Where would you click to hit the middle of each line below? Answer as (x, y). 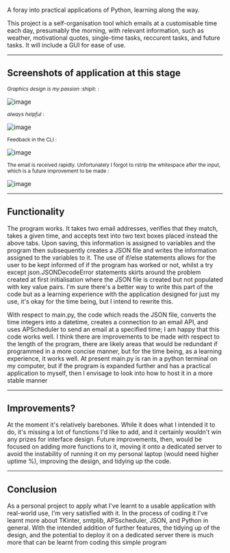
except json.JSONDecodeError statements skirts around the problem (104, 272)
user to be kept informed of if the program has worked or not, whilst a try (110, 264)
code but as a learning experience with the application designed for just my (114, 294)
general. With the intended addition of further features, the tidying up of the (114, 528)
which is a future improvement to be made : (58, 171)
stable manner (27, 380)
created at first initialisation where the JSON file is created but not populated (115, 279)
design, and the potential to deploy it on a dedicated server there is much (111, 535)
